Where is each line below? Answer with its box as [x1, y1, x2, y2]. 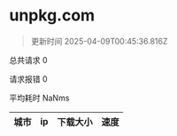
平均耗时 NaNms [9, 92, 70, 103]
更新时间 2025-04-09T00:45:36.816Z [30, 36, 168, 46]
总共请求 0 [9, 54, 48, 65]
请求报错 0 [9, 73, 48, 84]
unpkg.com [9, 5, 96, 26]
